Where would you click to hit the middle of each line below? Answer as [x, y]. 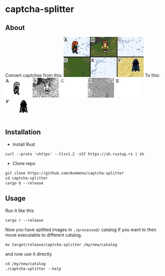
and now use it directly [29, 254]
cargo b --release [24, 183]
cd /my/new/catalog [25, 263]
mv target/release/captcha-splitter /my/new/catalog [61, 244]
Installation [23, 132]
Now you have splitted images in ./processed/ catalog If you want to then [81, 229]
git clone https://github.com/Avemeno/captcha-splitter [64, 173]
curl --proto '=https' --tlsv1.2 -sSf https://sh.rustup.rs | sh [74, 154]
